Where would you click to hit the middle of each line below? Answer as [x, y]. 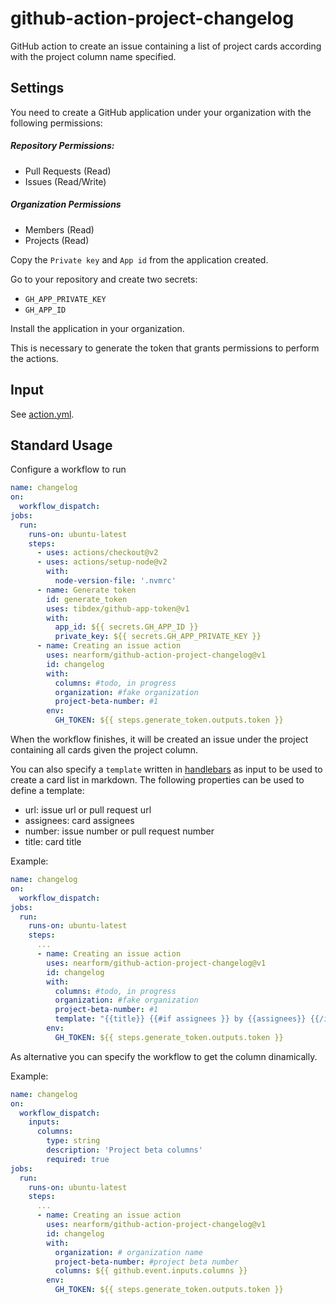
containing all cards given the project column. [104, 750]
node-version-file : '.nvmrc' [115, 581]
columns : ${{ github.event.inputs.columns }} [151, 1271]
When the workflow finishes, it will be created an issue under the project [159, 739]
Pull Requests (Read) [68, 171]
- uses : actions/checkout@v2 [97, 553]
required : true [78, 1159]
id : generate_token [87, 599]
